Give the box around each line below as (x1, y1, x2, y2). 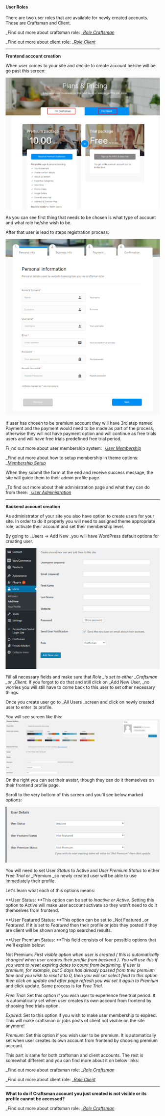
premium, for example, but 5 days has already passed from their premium (5, 967, 155, 973)
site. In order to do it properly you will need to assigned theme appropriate (5, 518, 156, 524)
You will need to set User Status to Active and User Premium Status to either (5, 868, 160, 873)
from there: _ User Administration (5, 489, 71, 495)
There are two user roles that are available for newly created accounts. (5, 15, 148, 21)
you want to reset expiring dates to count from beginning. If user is (5, 962, 141, 968)
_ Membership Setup (5, 460, 46, 466)
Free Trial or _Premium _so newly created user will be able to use (5, 873, 137, 879)
